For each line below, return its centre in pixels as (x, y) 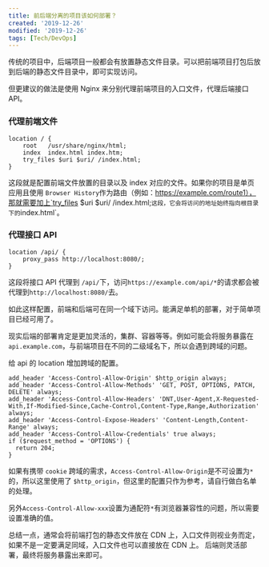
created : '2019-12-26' (46, 23)
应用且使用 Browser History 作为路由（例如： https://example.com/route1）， (132, 192)
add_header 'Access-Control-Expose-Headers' (84, 420)
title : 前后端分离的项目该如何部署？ (63, 16)
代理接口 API (33, 235)
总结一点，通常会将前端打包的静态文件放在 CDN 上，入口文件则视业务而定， (134, 535)
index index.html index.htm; (73, 153)
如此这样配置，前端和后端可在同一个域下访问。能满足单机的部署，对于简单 (131, 309)
